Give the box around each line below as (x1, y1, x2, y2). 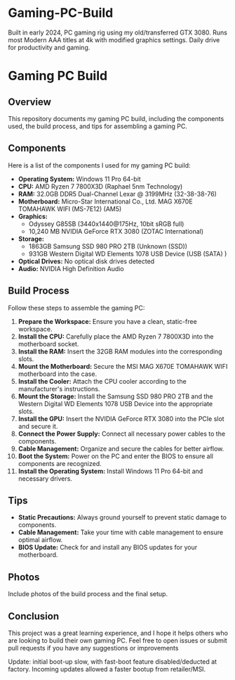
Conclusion (8, 610, 60, 622)
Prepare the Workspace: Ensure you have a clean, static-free (18, 317, 197, 325)
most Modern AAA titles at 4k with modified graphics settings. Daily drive (8, 35, 220, 44)
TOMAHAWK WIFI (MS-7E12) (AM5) (18, 204, 122, 213)
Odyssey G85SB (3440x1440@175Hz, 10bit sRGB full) (28, 220, 184, 228)
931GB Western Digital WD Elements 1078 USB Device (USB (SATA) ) (28, 249, 227, 258)
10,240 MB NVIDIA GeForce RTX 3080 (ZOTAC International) (28, 227, 204, 235)
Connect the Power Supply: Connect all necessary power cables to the (18, 429, 226, 438)
